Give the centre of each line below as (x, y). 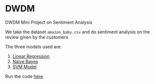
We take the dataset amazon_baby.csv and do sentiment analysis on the (78, 32)
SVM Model (24, 67)
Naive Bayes (25, 61)
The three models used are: (34, 46)
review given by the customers (37, 37)
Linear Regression (31, 56)
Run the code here (24, 76)
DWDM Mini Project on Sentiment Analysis (49, 22)
